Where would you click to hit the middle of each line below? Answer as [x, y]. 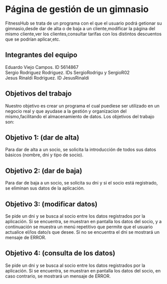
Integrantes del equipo [41, 55]
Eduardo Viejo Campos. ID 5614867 [42, 67]
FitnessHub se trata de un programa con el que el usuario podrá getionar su [83, 23]
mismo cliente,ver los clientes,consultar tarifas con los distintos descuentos [83, 34]
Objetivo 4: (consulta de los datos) [60, 253]
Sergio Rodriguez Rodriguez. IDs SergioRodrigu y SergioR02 [67, 72]
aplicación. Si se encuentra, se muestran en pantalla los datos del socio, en [83, 270]
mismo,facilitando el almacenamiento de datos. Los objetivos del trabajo [80, 116]
